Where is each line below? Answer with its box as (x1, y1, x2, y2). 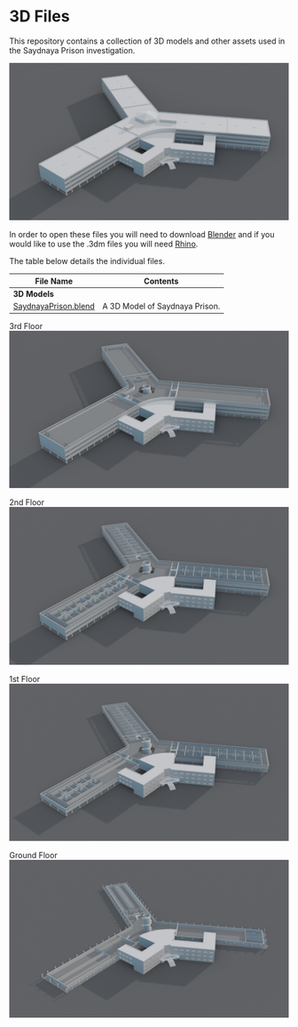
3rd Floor (9, 320, 43, 331)
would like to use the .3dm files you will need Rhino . (9, 238, 199, 250)
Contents (143, 276, 179, 286)
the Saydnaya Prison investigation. (9, 44, 136, 55)
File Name (35, 276, 74, 286)
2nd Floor (9, 497, 45, 508)
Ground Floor (9, 850, 58, 861)
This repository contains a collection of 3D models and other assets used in (9, 36, 286, 46)
